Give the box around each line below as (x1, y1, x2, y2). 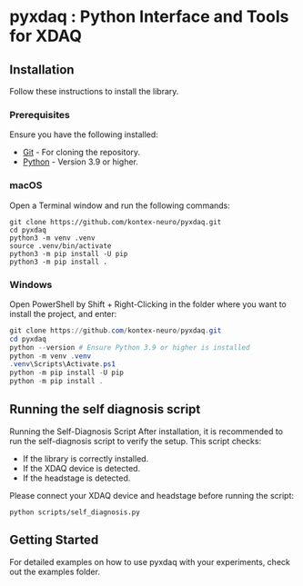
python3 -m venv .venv (9, 233, 96, 243)
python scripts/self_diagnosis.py (9, 507, 141, 517)
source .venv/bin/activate (9, 241, 112, 251)
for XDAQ (9, 25, 82, 46)
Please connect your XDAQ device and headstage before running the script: (9, 490, 294, 501)
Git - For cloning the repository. (22, 147, 141, 158)
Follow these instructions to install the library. (9, 86, 179, 96)
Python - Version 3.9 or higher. (22, 156, 139, 167)
